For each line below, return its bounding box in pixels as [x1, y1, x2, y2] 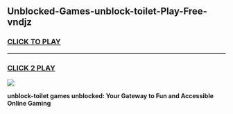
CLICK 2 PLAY [7, 63, 55, 73]
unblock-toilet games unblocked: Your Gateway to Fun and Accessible [7, 91, 214, 99]
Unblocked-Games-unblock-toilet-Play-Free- [7, 6, 208, 17]
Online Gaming [7, 99, 51, 107]
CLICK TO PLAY [7, 37, 61, 47]
